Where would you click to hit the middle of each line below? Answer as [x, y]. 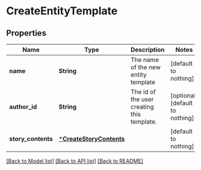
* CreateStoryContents [92, 139]
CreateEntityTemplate [62, 11]
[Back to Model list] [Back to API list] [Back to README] [75, 161]
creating [142, 107]
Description [148, 50]
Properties [26, 33]
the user [142, 99]
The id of [143, 92]
